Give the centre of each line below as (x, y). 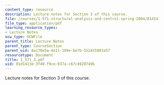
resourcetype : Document (29, 55)
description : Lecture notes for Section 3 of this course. (66, 14)
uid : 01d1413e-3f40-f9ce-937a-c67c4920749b (50, 64)
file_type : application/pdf (34, 23)
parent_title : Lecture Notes (35, 42)
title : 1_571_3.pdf (25, 60)
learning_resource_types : (31, 28)
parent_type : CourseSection (34, 46)
